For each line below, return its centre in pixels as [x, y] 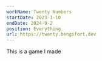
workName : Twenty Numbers [39, 12]
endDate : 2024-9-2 [29, 23]
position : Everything [34, 29]
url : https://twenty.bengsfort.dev [51, 34]
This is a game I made [34, 51]
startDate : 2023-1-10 [34, 18]
